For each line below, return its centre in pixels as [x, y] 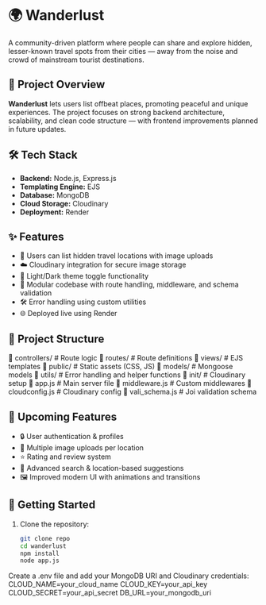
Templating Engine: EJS [60, 187]
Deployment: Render [54, 212]
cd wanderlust [43, 546]
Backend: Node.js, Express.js [68, 178]
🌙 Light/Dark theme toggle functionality [84, 276]
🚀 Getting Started [52, 505]
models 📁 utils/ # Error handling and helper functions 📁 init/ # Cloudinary [127, 375]
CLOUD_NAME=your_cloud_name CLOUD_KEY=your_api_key [108, 584]
